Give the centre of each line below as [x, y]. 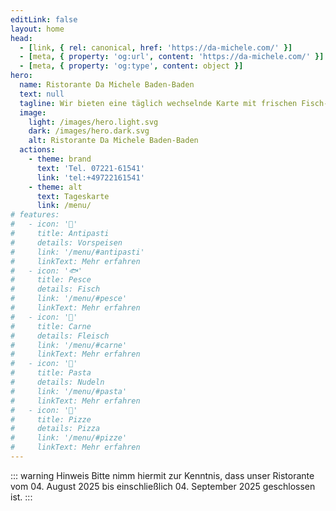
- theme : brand [60, 159]
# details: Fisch [55, 289]
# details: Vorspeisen [66, 242]
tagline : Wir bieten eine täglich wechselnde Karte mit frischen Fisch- [174, 103]
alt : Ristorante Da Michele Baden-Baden [113, 141]
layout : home [37, 29]
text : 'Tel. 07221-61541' [90, 168]
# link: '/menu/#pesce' [69, 299]
